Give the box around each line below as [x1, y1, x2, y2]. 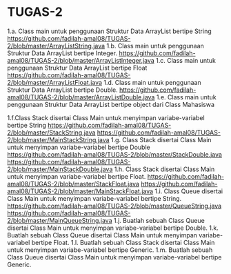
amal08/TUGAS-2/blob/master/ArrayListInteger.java [7, 56, 155, 64]
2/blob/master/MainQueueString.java [7, 216, 112, 224]
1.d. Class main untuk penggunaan [103, 78, 201, 86]
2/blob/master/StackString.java [7, 128, 96, 137]
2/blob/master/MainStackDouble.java [7, 165, 113, 173]
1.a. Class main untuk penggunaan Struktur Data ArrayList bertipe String [7, 27, 212, 35]
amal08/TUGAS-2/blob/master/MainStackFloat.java [7, 187, 154, 195]
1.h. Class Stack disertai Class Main [114, 165, 215, 173]
